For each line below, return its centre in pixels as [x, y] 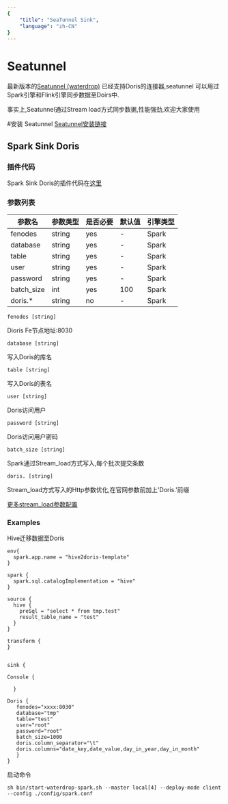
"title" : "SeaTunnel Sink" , [59, 20]
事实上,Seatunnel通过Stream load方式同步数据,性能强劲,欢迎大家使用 [103, 110]
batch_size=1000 [39, 738]
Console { [21, 677]
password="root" [39, 731]
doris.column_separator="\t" [57, 743]
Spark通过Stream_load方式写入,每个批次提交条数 [76, 463]
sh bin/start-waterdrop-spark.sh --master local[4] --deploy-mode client [114, 788]
